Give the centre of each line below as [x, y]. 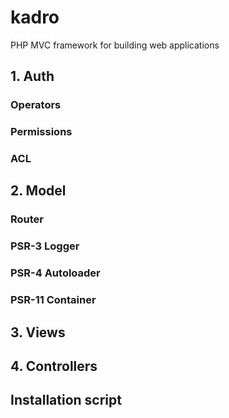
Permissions [41, 132]
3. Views [38, 332]
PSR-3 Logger [45, 246]
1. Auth [32, 76]
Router [27, 219]
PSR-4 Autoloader [55, 273]
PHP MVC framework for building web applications [115, 45]
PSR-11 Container [53, 300]
